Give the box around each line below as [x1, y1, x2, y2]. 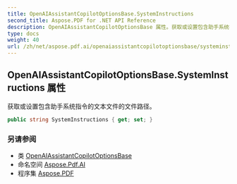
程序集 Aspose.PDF [17, 168, 74, 177]
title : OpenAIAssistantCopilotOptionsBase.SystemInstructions [7, 10, 194, 18]
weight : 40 [7, 37, 39, 44]
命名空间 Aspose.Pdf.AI [17, 160, 86, 168]
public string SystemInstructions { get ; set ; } [7, 116, 153, 123]
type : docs [7, 30, 39, 37]
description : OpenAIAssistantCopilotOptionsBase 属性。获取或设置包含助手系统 [7, 23, 229, 30]
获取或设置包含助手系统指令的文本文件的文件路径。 [7, 102, 156, 110]
